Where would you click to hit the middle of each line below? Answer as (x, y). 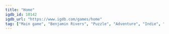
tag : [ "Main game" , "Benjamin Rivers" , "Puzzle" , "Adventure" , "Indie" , (83, 24)
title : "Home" (20, 10)
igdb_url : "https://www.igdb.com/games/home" (54, 19)
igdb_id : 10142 (21, 14)
